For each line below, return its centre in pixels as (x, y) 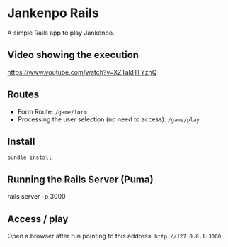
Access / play (38, 219)
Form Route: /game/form (52, 111)
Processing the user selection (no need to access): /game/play (109, 119)
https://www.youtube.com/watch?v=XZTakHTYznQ (82, 72)
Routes (23, 95)
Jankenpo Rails (53, 13)
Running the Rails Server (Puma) (80, 179)
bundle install (30, 158)
